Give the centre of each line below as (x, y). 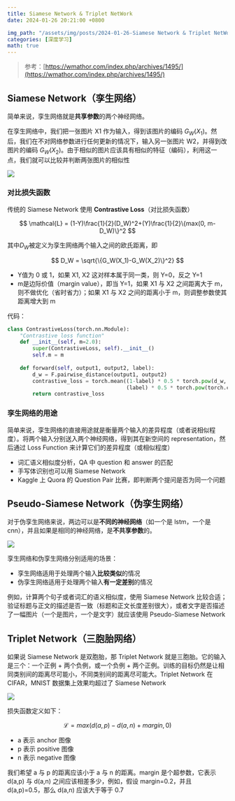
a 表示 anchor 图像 (44, 740)
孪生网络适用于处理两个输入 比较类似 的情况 (79, 573)
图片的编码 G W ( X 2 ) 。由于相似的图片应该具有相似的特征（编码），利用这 (109, 151)
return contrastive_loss (69, 394)
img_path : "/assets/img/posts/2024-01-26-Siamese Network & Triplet (109, 33)
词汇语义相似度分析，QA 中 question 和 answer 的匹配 (95, 462)
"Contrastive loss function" (62, 335)
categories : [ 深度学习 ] (40, 39)
